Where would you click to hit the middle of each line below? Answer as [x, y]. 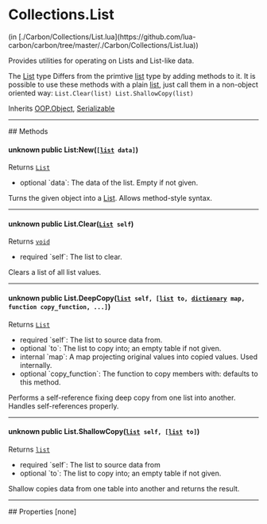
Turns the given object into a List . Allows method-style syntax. [110, 198]
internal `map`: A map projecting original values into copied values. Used [139, 357]
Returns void [29, 241]
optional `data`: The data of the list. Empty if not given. [109, 183]
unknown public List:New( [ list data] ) [74, 150]
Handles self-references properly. [64, 406]
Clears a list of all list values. [55, 272]
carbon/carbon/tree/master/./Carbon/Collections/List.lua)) [103, 45]
